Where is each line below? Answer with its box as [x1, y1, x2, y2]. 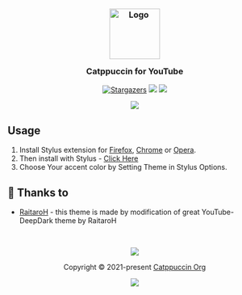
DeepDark [19, 215, 53, 225]
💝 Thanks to [7, 186, 69, 200]
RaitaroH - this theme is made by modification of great [19, 207, 200, 217]
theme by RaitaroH [54, 215, 117, 225]
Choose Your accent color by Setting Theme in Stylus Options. [19, 162, 227, 172]
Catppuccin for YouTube [86, 65, 184, 77]
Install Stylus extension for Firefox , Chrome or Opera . [19, 145, 197, 155]
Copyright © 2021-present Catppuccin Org [63, 262, 207, 272]
